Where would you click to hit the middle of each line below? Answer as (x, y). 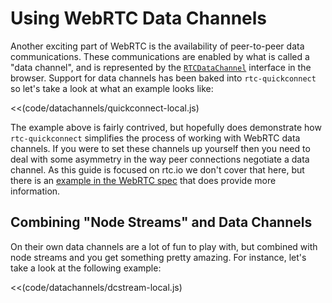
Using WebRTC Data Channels (139, 18)
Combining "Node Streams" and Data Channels (161, 222)
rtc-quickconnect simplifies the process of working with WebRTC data (155, 138)
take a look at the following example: (86, 268)
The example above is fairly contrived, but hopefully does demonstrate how (166, 127)
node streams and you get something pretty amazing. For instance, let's (158, 257)
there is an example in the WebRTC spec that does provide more (143, 180)
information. (35, 191)
